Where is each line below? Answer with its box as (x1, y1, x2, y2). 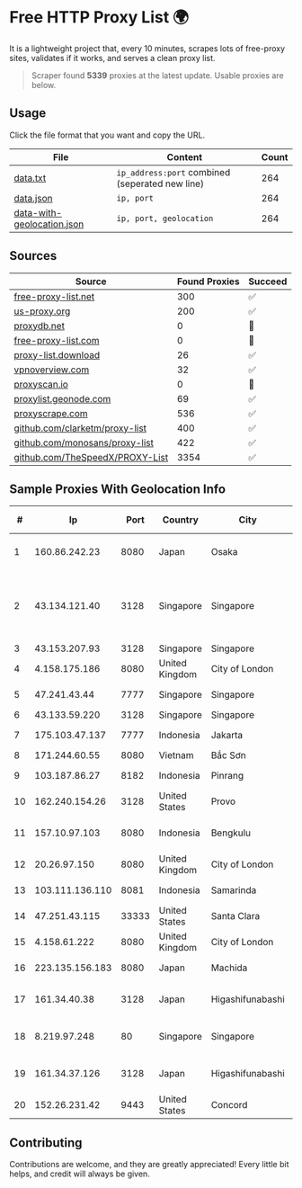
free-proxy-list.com (13, 334, 101, 346)
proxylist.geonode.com (13, 392, 111, 405)
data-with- (13, 206, 63, 219)
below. (31, 79, 57, 90)
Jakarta (210, 729, 244, 742)
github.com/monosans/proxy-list (13, 436, 155, 449)
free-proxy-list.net (13, 290, 95, 302)
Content (166, 150, 203, 163)
